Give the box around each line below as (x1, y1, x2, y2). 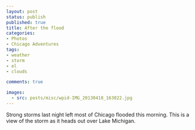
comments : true (6, 79, 43, 85)
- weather (6, 52, 31, 58)
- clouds (6, 69, 28, 74)
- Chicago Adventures (6, 42, 59, 47)
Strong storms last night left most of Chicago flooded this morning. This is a (6, 111, 190, 118)
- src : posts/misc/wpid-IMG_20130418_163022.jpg (11, 95, 133, 101)
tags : (6, 47, 19, 53)
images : (6, 90, 25, 95)
